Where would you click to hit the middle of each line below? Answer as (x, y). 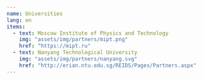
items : (16, 26)
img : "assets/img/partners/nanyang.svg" (78, 59)
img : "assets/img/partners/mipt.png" (74, 40)
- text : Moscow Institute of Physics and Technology (91, 33)
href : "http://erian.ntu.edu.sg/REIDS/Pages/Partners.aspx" (108, 65)
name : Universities (35, 14)
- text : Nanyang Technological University (75, 53)
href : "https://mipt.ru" (55, 46)
